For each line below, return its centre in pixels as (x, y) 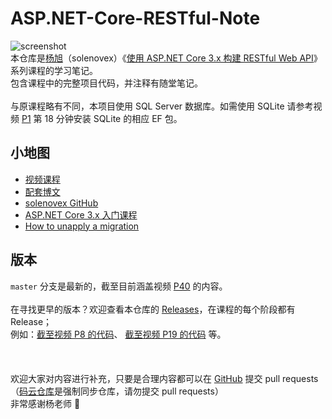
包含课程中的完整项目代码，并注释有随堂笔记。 (106, 83)
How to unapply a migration (82, 226)
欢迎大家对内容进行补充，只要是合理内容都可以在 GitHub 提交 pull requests (164, 378)
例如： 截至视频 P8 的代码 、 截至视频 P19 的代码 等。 (118, 334)
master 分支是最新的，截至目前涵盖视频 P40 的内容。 (119, 286)
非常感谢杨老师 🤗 (45, 403)
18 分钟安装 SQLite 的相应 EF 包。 (113, 118)
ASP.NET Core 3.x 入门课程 (81, 214)
